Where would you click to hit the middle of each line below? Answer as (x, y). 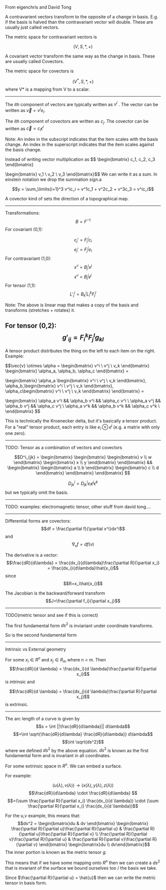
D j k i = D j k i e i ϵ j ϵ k (83, 483)
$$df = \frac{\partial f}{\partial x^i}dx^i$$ (83, 529)
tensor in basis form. (26, 883)
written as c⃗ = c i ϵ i (24, 129)
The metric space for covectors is (40, 71)
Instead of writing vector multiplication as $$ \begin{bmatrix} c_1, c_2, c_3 (80, 159)
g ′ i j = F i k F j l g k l (83, 337)
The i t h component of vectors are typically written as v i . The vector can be (82, 104)
